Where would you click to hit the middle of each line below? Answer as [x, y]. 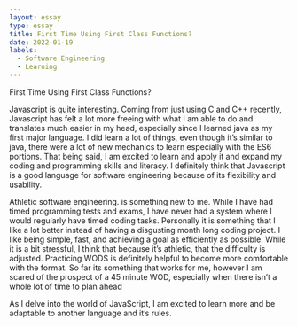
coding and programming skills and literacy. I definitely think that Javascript [147, 166]
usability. [26, 184]
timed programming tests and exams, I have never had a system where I [141, 211]
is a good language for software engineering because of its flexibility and [143, 175]
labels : [23, 51]
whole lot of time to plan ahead [66, 286]
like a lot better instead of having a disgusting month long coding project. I [145, 230]
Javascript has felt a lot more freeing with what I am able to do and [131, 118]
